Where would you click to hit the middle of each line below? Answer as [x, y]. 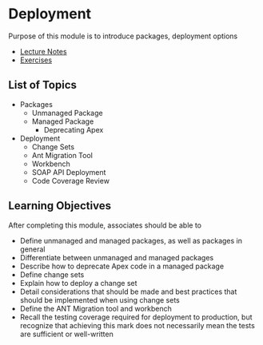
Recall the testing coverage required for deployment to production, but [136, 317]
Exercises [36, 60]
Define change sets [52, 274]
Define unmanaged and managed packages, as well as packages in [131, 240]
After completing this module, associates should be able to [105, 225]
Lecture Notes [43, 51]
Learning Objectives [60, 206]
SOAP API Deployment [69, 172]
